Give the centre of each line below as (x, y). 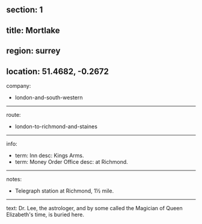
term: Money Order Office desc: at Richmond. (71, 161)
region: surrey (33, 51)
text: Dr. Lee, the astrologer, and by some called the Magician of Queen (94, 208)
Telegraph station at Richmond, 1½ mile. (64, 191)
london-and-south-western (49, 97)
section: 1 (25, 10)
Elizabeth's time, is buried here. (45, 214)
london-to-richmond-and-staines (56, 126)
